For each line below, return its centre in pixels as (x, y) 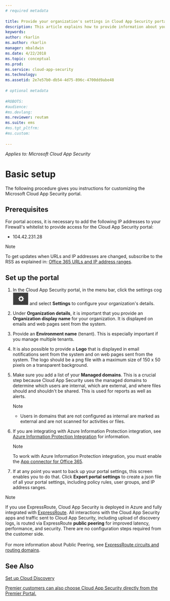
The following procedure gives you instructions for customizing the (75, 188)
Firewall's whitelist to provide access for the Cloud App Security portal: (79, 227)
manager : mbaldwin (25, 48)
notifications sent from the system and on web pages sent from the (83, 355)
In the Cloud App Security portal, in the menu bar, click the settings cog (87, 290)
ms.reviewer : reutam (27, 117)
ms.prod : (14, 64)
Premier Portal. (21, 593)
